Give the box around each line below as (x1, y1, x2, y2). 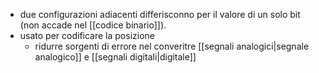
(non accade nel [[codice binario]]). (19, 19, 167, 31)
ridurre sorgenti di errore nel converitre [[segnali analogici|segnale (34, 40, 310, 52)
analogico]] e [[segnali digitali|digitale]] (34, 51, 197, 63)
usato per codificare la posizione (19, 30, 155, 41)
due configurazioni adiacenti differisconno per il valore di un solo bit (19, 9, 301, 20)
